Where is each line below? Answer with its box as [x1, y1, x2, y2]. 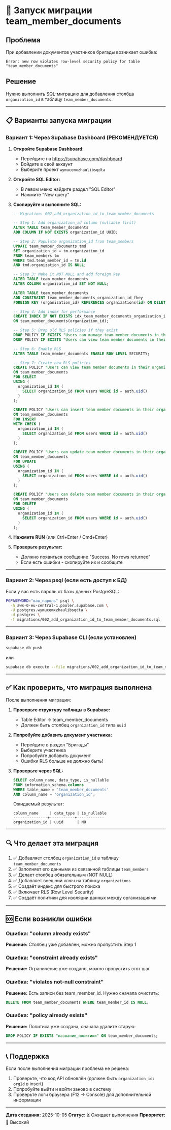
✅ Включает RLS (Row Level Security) [13, 889, 94, 895]
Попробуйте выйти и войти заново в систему [13, 1086, 112, 1092]
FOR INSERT [13, 417, 37, 422]
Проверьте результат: [13, 544, 63, 550]
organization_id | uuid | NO [13, 820, 86, 825]
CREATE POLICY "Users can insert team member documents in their [13, 407, 154, 413]
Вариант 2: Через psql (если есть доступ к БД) [6, 577, 127, 584]
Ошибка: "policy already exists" [6, 1012, 88, 1019]
